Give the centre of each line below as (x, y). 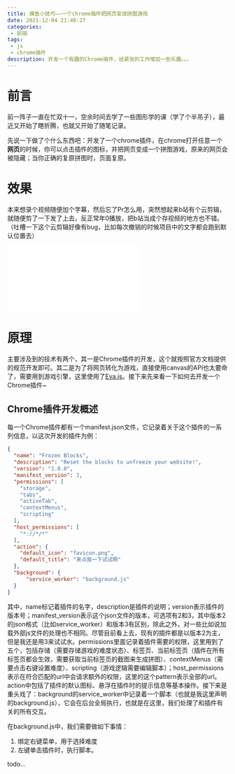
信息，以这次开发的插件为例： (56, 436)
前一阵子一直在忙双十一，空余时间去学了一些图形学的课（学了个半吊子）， (113, 117)
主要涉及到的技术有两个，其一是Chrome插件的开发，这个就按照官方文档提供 (117, 359)
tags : (15, 40)
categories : (24, 27)
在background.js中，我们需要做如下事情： (67, 726)
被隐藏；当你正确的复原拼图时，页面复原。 (69, 157)
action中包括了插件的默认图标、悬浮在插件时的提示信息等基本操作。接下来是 (117, 685)
